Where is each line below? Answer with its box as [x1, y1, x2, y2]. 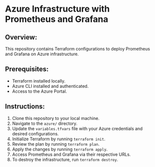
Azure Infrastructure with [5, 3, 110, 15]
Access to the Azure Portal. [12, 88, 67, 94]
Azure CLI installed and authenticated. [12, 83, 89, 89]
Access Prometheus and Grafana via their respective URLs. [12, 151, 131, 157]
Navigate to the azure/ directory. [12, 120, 78, 126]
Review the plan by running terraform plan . [12, 141, 100, 147]
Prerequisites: [5, 65, 49, 73]
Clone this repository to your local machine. [12, 115, 100, 121]
